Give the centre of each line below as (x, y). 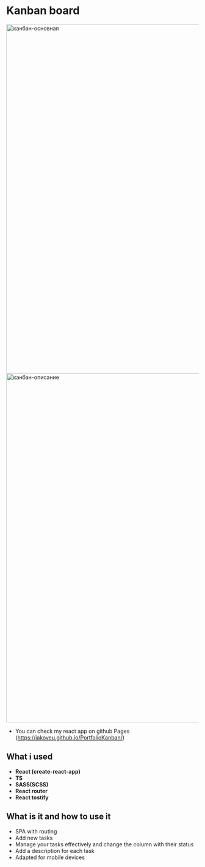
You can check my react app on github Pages (72, 731)
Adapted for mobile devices (50, 857)
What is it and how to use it (59, 817)
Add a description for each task (55, 851)
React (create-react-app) (48, 771)
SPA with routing (36, 831)
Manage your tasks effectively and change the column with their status (104, 844)
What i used (30, 757)
